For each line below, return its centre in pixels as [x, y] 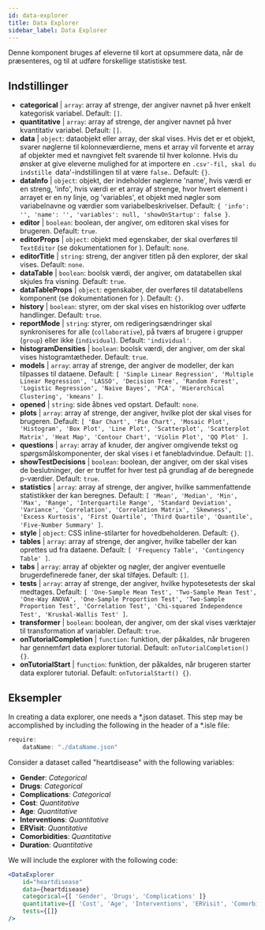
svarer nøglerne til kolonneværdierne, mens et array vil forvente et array [137, 147]
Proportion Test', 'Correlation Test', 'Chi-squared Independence [131, 607]
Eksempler [35, 698]
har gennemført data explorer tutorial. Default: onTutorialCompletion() [134, 648]
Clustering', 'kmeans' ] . [62, 396]
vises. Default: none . [52, 265]
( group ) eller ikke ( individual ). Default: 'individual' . [105, 340]
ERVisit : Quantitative [54, 828]
